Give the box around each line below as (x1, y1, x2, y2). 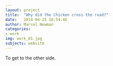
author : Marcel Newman (5, 21, 54, 27)
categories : (5, 27, 31, 32)
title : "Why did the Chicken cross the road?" (5, 12, 109, 17)
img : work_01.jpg (5, 36, 42, 41)
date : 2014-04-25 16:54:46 (5, 17, 67, 22)
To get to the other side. (5, 55, 56, 61)
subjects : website (5, 41, 44, 46)
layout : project (5, 7, 40, 13)
